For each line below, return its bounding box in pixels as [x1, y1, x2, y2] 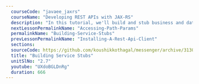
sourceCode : [11, 47, 41, 53]
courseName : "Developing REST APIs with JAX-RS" [11, 14, 134, 20]
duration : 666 [11, 69, 46, 75]
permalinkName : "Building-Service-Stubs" [11, 31, 115, 37]
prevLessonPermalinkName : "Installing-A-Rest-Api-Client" [11, 36, 158, 42]
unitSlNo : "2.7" [11, 58, 51, 64]
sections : [11, 42, 35, 48]
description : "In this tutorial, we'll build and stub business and [11, 20, 184, 25]
